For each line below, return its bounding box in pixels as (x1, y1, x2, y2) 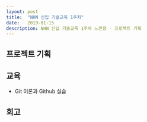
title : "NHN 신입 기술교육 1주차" (6, 14, 84, 20)
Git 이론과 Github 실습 (14, 87, 66, 95)
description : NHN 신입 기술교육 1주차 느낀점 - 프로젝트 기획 (6, 25, 142, 32)
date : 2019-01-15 (6, 20, 55, 26)
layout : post (6, 8, 39, 15)
